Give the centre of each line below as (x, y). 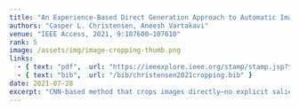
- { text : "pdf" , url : (61, 67)
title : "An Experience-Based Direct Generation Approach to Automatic (143, 17)
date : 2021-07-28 (41, 83)
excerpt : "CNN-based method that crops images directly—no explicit (139, 91)
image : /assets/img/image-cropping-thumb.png (95, 51)
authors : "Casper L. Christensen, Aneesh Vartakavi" (109, 26)
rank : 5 (24, 42)
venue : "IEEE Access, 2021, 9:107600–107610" (95, 34)
